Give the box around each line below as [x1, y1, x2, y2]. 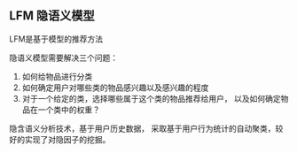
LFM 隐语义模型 [9, 8, 95, 24]
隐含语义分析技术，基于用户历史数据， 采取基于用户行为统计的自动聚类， [9, 123, 276, 134]
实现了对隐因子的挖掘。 [24, 134, 111, 144]
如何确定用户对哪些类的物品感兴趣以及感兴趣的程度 [21, 82, 209, 93]
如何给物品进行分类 [21, 71, 93, 81]
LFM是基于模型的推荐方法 [9, 34, 104, 44]
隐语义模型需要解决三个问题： [9, 52, 118, 63]
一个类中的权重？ [37, 104, 100, 115]
